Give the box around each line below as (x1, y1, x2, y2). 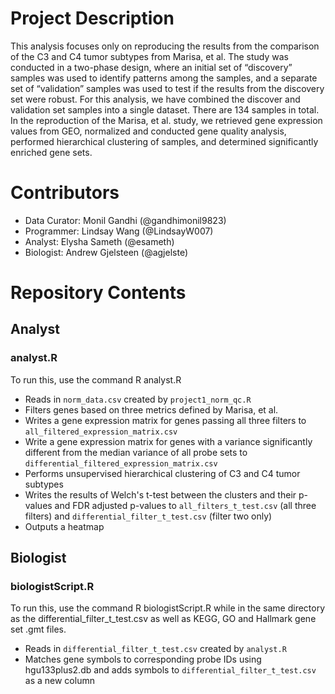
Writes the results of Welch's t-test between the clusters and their (24, 488, 297, 501)
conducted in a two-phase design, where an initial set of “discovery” (10, 61, 293, 73)
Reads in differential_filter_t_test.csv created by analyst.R (24, 643, 287, 655)
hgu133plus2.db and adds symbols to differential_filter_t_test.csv (24, 664, 317, 676)
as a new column (24, 675, 95, 687)
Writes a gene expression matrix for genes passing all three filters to (24, 414, 307, 426)
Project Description (10, 7, 175, 30)
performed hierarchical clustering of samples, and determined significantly (10, 135, 319, 147)
